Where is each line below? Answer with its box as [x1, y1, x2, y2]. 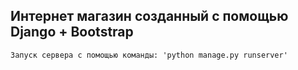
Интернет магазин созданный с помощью [10, 8, 289, 25]
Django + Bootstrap [10, 24, 134, 41]
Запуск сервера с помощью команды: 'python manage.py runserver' [10, 50, 288, 60]
